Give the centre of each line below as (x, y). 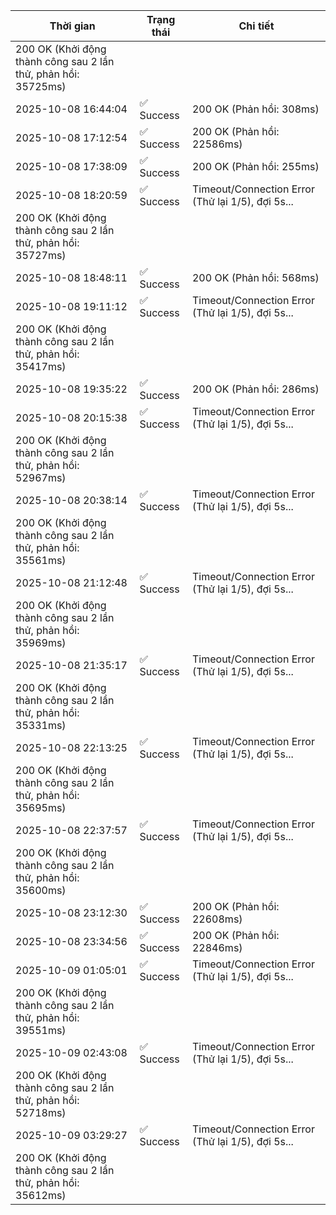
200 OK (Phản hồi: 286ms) (255, 389)
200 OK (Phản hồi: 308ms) (255, 109)
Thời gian (72, 26)
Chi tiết (256, 26)
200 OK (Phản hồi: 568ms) (255, 277)
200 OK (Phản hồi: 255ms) (255, 166)
